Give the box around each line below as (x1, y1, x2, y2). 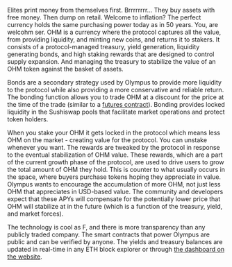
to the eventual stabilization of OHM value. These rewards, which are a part (7, 150, 224, 159)
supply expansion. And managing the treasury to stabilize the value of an (7, 58, 217, 65)
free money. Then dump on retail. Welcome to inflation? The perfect (7, 13, 201, 21)
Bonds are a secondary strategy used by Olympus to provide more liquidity (7, 78, 222, 86)
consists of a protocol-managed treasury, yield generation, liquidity (7, 43, 200, 51)
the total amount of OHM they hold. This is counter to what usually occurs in (7, 166, 226, 173)
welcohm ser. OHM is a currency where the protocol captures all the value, (7, 28, 222, 36)
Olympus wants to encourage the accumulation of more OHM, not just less (7, 180, 221, 188)
